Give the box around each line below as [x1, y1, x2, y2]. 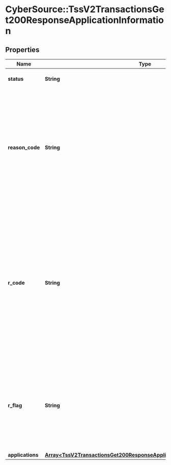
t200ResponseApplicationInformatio [5, 14, 164, 26]
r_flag [8, 402, 22, 409]
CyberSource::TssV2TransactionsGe [5, 4, 164, 15]
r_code [8, 280, 25, 286]
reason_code [8, 144, 40, 151]
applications [8, 451, 39, 458]
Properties [5, 45, 40, 54]
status [8, 75, 24, 82]
